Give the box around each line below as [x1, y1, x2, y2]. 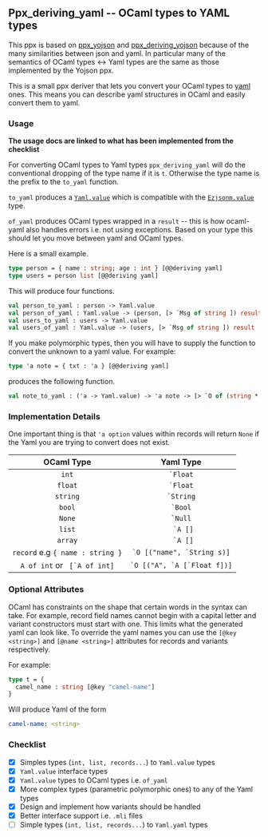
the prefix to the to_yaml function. [8, 177, 120, 187]
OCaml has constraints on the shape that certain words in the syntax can [8, 602, 247, 612]
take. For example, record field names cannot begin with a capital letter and [8, 610, 257, 620]
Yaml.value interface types [19, 766, 108, 776]
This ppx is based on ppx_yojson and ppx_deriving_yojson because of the [8, 40, 250, 50]
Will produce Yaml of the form [8, 704, 107, 714]
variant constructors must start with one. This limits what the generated [8, 619, 243, 629]
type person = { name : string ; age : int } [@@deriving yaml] [8, 264, 223, 272]
